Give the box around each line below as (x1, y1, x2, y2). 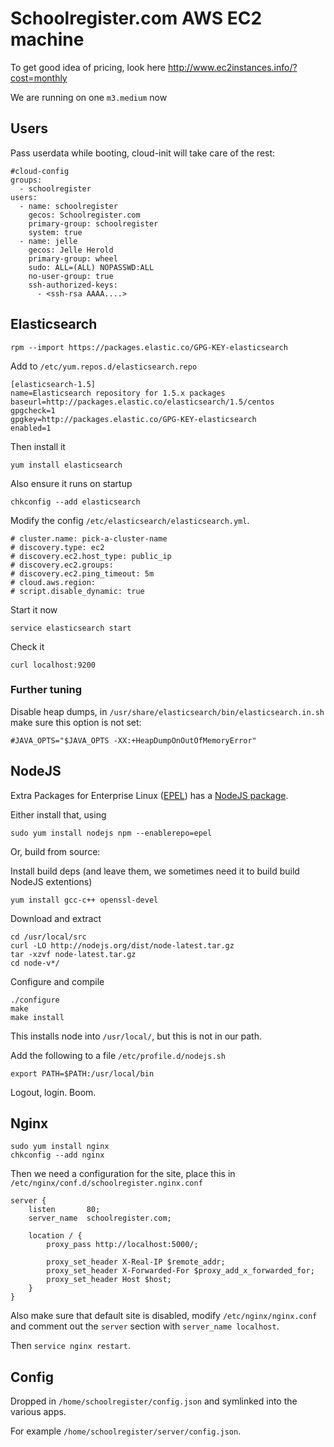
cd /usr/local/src (10, 932, 87, 942)
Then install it (10, 440, 66, 452)
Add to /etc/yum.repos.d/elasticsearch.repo (10, 360, 198, 372)
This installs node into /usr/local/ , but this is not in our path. (10, 1030, 262, 1042)
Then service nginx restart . (10, 1340, 132, 1352)
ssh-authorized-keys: (28, 280, 118, 290)
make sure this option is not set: (10, 716, 142, 728)
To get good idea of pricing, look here (10, 61, 167, 73)
